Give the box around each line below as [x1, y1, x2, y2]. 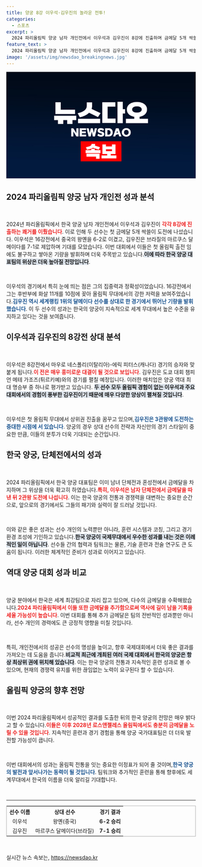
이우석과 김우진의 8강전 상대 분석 [6, 332, 121, 343]
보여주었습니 [161, 290, 191, 297]
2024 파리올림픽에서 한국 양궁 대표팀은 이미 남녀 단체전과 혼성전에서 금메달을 [6, 479, 188, 486]
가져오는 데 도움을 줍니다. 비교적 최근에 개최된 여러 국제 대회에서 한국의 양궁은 [6, 651, 186, 658]
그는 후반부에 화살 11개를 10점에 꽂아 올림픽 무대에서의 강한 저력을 [6, 290, 161, 297]
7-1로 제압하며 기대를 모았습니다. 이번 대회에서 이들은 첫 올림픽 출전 [26, 243, 185, 250]
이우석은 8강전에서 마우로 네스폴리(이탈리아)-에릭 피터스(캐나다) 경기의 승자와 [6, 361, 189, 368]
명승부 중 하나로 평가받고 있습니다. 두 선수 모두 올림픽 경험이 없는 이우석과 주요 [12, 383, 195, 391]
